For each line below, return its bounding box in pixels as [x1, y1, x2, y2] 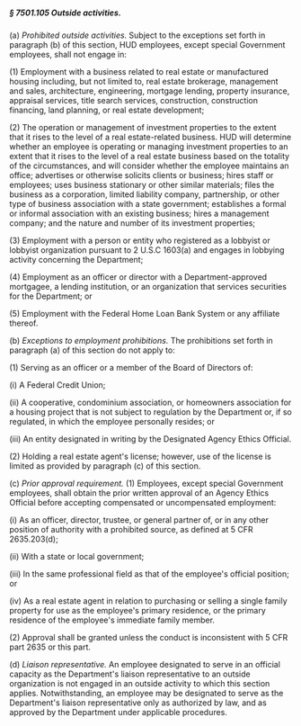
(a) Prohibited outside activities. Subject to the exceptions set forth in [9, 30, 266, 40]
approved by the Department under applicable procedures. [9, 706, 227, 717]
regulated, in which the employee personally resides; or [9, 416, 216, 426]
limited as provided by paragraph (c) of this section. [9, 460, 201, 471]
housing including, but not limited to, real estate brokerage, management [9, 76, 279, 86]
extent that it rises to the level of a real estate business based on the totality [9, 150, 290, 161]
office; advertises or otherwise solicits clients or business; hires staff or [9, 169, 274, 180]
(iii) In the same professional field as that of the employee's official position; [9, 568, 289, 579]
